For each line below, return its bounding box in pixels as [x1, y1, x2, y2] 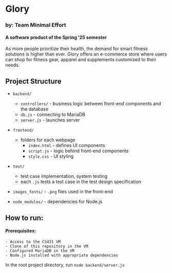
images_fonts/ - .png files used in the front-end [12, 189, 113, 195]
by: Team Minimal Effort [5, 22, 67, 29]
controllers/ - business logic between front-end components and [20, 101, 161, 107]
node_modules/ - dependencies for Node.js [12, 198, 103, 205]
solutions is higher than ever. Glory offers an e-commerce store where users [5, 51, 167, 57]
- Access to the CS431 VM [5, 239, 61, 244]
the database [20, 106, 49, 112]
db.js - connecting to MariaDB [20, 112, 86, 118]
